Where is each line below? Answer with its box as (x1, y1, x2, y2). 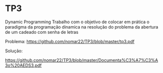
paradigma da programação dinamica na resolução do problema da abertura (5, 24, 159, 29)
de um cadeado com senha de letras (5, 29, 79, 35)
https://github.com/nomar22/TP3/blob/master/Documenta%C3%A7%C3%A (5, 57, 158, 63)
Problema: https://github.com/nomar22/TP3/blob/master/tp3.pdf (5, 38, 135, 44)
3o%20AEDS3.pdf (5, 62, 42, 68)
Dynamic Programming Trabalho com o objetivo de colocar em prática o (5, 19, 150, 25)
